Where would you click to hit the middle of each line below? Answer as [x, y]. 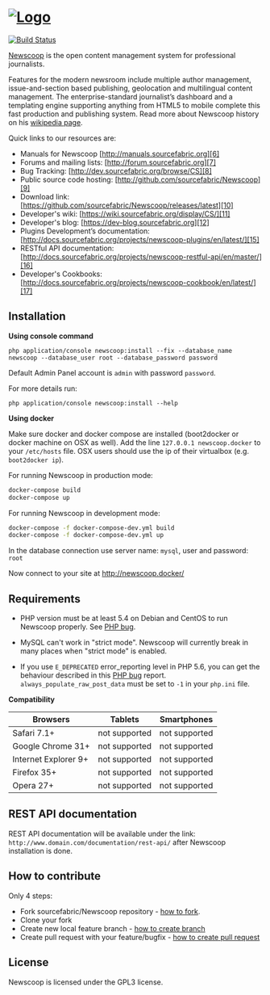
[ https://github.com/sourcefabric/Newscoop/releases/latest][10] [127, 205]
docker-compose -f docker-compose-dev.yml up [86, 535]
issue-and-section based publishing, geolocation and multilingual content [131, 88]
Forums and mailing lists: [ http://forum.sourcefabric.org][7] [118, 162]
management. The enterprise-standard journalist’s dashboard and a [121, 96]
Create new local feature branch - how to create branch [112, 928]
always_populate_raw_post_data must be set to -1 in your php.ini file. [135, 684]
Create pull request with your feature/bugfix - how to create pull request [140, 937]
